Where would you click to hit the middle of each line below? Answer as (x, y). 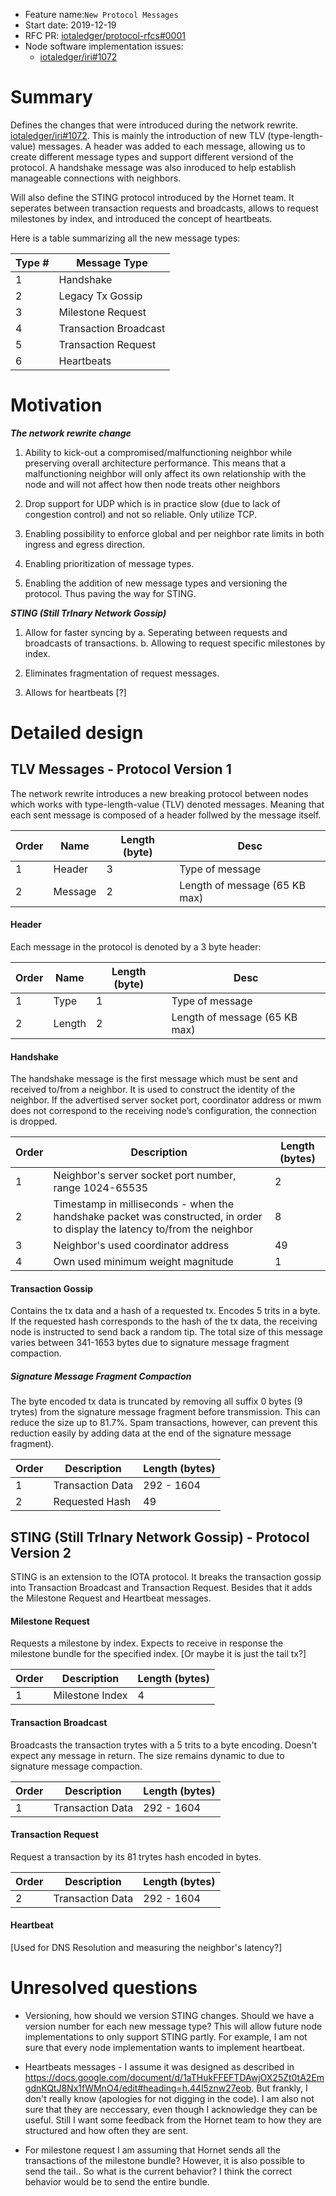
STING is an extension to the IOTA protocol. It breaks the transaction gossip (166, 1577)
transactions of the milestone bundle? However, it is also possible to (165, 2161)
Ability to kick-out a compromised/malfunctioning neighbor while (158, 452)
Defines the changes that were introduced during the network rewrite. (154, 125)
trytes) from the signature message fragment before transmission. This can (165, 1412)
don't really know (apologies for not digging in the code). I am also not (169, 2099)
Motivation (56, 405)
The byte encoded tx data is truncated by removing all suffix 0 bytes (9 (156, 1401)
